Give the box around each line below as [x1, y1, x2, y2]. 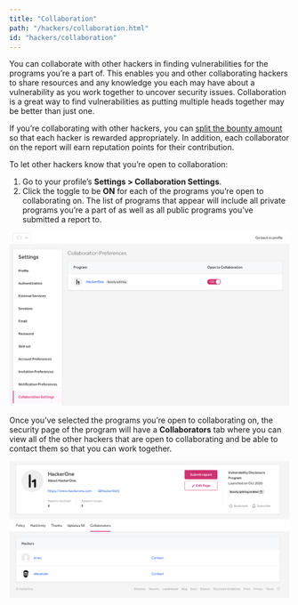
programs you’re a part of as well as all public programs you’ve [21, 205, 254, 215]
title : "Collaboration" [9, 14, 98, 23]
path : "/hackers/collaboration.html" [9, 23, 149, 33]
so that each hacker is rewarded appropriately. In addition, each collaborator [9, 133, 290, 143]
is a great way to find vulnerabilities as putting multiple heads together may [9, 96, 285, 107]
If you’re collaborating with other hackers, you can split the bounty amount [9, 123, 283, 133]
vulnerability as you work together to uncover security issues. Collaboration [9, 87, 287, 98]
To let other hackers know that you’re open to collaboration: [9, 159, 229, 170]
